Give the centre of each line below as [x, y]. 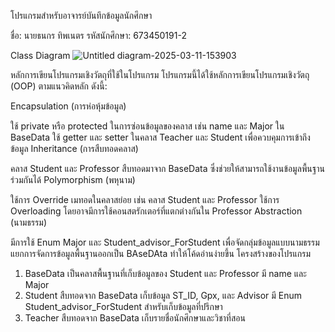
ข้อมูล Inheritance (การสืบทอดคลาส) [74, 148]
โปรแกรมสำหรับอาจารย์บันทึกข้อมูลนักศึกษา [81, 15]
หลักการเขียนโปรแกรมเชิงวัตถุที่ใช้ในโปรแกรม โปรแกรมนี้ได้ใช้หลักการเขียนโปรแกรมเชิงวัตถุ [160, 74]
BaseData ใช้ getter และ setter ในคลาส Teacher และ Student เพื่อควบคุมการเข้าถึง [160, 137]
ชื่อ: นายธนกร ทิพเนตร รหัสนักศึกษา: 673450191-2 [98, 35]
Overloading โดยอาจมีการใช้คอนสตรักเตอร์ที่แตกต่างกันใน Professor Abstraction [156, 211]
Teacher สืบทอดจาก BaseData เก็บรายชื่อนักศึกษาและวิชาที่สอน [135, 318]
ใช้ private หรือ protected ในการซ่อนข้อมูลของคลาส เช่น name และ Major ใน [147, 126]
